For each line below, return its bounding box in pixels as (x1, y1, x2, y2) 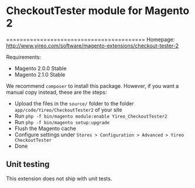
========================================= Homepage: (6, 36, 175, 43)
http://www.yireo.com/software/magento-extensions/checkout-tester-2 (6, 42, 179, 49)
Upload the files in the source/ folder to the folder (14, 100, 134, 107)
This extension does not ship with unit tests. (6, 175, 112, 182)
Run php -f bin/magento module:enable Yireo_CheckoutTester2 (14, 112, 167, 119)
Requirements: (6, 53, 41, 60)
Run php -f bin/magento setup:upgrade (14, 118, 110, 125)
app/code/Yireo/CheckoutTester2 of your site (14, 106, 122, 113)
